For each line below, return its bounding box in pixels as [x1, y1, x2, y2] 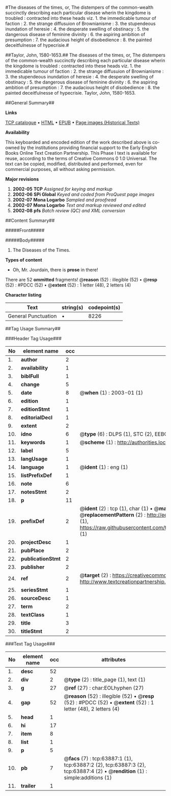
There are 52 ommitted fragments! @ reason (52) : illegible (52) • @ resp [5, 277, 158, 282]
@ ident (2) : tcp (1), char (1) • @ [79, 505, 159, 512]
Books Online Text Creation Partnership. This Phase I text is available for [5, 150, 157, 156]
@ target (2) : [79, 572, 111, 579]
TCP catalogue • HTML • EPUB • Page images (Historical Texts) [5, 120, 140, 125]
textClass [21, 611, 45, 618]
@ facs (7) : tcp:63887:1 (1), [64, 755, 133, 762]
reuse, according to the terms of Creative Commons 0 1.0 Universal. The [5, 155, 157, 161]
